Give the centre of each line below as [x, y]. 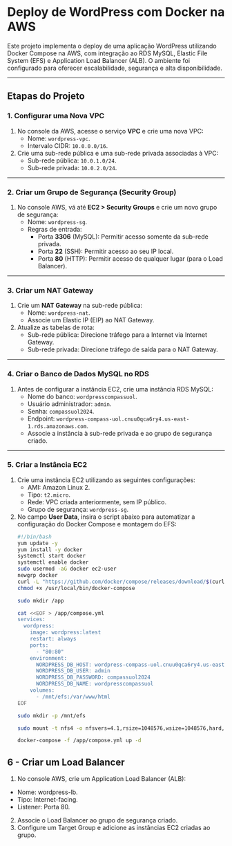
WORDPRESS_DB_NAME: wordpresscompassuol [95, 684]
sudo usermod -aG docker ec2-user [67, 569]
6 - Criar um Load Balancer [66, 762]
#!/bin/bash [34, 537]
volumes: [42, 690]
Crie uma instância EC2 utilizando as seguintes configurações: [106, 480]
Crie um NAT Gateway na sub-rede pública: [80, 306]
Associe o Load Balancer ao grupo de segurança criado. [97, 820]
